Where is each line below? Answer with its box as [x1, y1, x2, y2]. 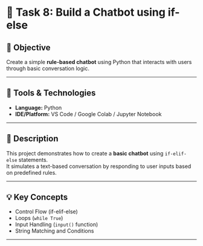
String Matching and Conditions [14, 227, 94, 235]
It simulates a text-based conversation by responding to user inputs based [6, 163, 192, 170]
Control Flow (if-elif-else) [14, 208, 79, 215]
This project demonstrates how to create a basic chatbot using [6, 149, 164, 157]
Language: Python [14, 104, 62, 111]
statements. [18, 156, 48, 163]
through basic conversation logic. [6, 65, 89, 72]
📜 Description [6, 134, 59, 144]
